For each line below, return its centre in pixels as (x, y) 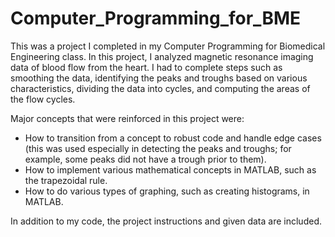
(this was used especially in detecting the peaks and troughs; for (158, 148)
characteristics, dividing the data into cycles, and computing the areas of (160, 88)
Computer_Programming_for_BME (156, 18)
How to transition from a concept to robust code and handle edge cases (173, 138)
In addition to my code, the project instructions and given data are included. (166, 221)
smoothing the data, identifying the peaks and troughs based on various (159, 78)
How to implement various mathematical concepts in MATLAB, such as (170, 169)
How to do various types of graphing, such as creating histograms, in (167, 191)
